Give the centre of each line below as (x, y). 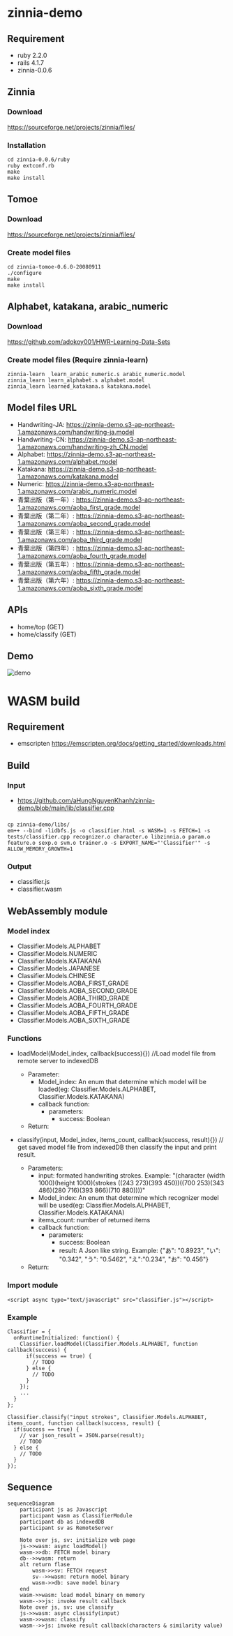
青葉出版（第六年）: (46, 580)
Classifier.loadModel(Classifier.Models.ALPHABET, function (109, 1344)
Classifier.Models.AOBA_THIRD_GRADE (74, 998)
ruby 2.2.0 (32, 55)
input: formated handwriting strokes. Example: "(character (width (131, 1176)
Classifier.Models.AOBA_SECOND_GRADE (77, 990)
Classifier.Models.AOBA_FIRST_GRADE (73, 983)
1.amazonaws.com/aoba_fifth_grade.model (79, 572)
